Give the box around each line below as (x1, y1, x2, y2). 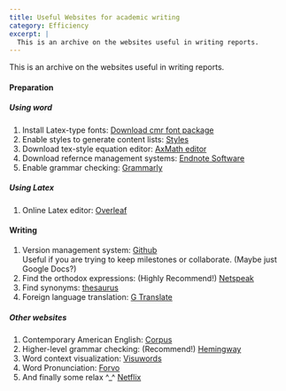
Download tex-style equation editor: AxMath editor (21, 143, 207, 154)
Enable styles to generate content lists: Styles (21, 134, 189, 144)
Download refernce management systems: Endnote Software (21, 152, 245, 164)
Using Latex (9, 182, 55, 193)
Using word (9, 103, 53, 113)
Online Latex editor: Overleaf (21, 204, 128, 215)
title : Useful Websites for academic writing (9, 12, 180, 22)
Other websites (9, 311, 67, 323)
